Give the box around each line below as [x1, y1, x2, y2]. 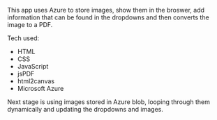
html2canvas [17, 77, 54, 85]
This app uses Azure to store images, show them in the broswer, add [7, 6, 204, 14]
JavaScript [17, 62, 49, 70]
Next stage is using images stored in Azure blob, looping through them [7, 98, 211, 106]
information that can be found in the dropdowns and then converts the [7, 13, 209, 22]
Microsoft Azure [17, 85, 64, 92]
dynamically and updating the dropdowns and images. [7, 105, 164, 113]
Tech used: [7, 34, 40, 42]
